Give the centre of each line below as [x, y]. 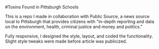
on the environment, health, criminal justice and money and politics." [74, 27]
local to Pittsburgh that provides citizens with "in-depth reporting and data [80, 22]
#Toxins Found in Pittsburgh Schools [42, 7]
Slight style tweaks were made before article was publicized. [66, 41]
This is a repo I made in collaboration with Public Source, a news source [77, 16]
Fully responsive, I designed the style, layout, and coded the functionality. [79, 36]
